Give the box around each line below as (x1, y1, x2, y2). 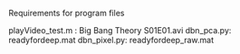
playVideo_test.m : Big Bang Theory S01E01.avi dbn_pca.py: (8, 25, 232, 35)
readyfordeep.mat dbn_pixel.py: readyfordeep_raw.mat (8, 35, 215, 45)
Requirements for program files (8, 8, 125, 18)
